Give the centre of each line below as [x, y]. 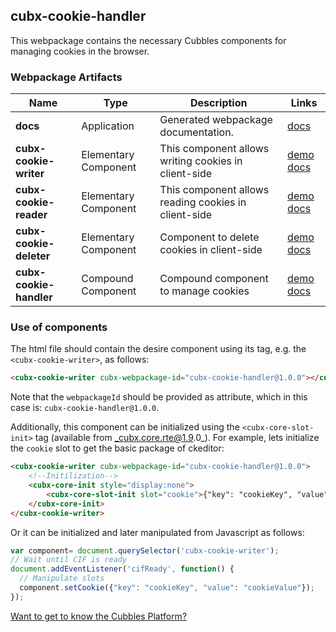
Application [108, 126]
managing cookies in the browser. [80, 51]
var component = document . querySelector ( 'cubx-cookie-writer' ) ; [145, 550]
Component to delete [209, 237]
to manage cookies [204, 291]
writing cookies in [201, 161]
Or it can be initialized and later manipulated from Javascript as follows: [157, 532]
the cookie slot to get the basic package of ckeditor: [117, 448]
